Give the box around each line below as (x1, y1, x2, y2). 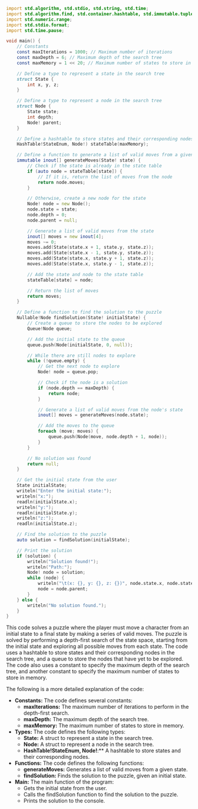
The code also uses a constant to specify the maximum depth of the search (6, 662, 190, 669)
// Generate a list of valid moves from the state (27, 228, 154, 234)
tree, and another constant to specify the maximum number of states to (6, 668, 180, 675)
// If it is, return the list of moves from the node (37, 174, 173, 180)
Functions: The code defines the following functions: (14, 759, 144, 767)
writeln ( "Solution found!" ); (27, 558, 99, 564)
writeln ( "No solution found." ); (27, 602, 107, 609)
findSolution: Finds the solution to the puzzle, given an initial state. (23, 772, 187, 780)
